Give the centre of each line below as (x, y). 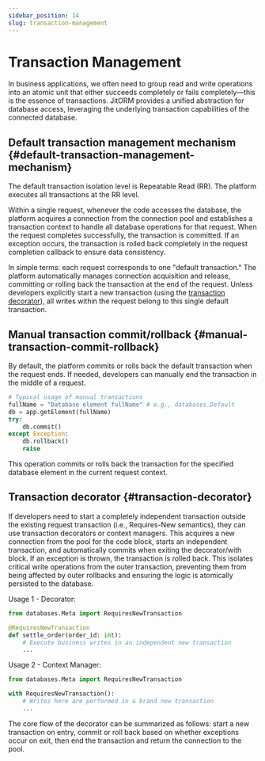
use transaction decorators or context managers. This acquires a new (121, 533)
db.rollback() (45, 441)
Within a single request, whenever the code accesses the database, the (125, 210)
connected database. (43, 118)
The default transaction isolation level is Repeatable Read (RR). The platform (132, 186)
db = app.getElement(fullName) (60, 412)
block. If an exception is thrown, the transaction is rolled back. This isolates (131, 558)
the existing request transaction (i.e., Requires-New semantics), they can (127, 524)
